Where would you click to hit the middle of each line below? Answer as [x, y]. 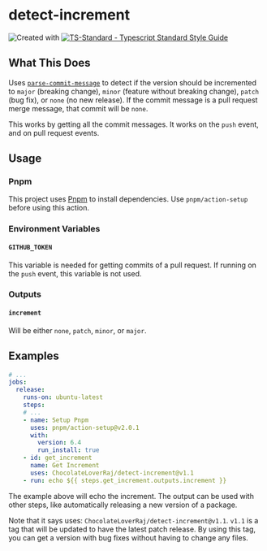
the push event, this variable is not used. [75, 273]
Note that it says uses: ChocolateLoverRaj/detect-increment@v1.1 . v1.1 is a [133, 520]
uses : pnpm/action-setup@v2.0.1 [84, 427]
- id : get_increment [58, 458]
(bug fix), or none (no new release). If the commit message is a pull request [133, 100]
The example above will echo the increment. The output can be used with [131, 496]
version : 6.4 [60, 443]
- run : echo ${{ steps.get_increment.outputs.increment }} [125, 480]
